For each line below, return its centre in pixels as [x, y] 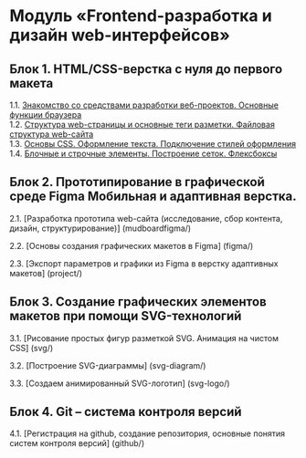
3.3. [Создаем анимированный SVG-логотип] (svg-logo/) [120, 383]
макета [32, 83]
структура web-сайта [52, 134]
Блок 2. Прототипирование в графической [137, 182]
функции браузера [46, 114]
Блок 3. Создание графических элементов [138, 302]
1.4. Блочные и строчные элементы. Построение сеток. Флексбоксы [143, 153]
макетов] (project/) [46, 273]
